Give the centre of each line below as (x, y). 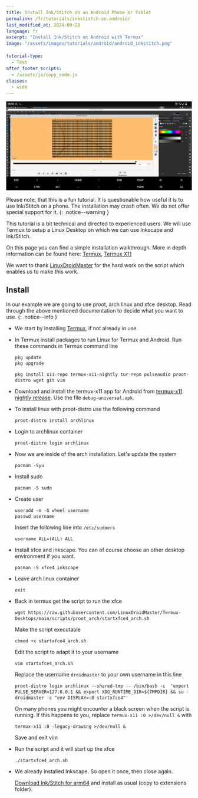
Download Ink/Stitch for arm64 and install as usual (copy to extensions (100, 783)
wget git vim (49, 380)
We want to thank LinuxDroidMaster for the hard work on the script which (95, 265)
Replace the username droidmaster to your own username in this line (98, 674)
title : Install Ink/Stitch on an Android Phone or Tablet (79, 12)
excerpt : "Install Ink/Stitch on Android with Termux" (75, 37)
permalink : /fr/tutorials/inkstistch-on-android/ (68, 19)
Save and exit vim (36, 737)
